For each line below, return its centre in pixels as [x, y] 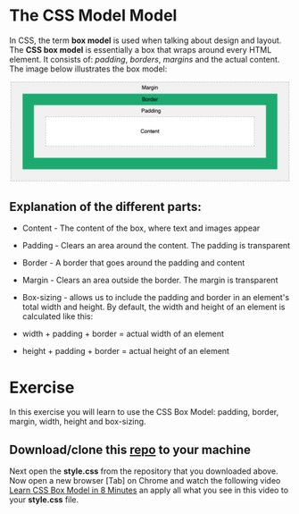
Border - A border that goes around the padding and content [133, 263]
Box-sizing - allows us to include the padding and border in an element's [156, 298]
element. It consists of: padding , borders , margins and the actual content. [145, 59]
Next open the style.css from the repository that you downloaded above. [144, 471]
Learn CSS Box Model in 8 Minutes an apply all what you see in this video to [149, 490]
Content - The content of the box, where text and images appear [141, 228]
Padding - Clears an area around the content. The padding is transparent [156, 246]
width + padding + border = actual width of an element [123, 334]
